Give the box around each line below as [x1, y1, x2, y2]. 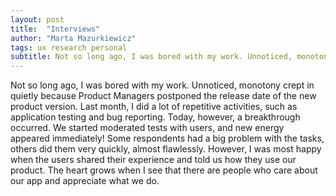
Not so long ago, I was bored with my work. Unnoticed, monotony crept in [10, 79, 315, 91]
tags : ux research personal [10, 42, 128, 53]
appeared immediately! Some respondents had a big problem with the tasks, [10, 132, 325, 145]
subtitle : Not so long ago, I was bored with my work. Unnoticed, [10, 52, 293, 62]
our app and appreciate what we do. [10, 175, 160, 187]
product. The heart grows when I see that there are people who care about [10, 164, 318, 176]
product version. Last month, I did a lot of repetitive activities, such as [10, 101, 298, 113]
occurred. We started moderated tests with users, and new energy [10, 122, 285, 134]
